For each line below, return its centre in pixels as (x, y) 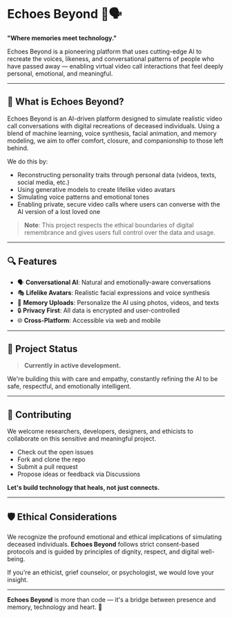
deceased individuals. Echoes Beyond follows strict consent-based (103, 544)
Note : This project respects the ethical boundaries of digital (109, 225)
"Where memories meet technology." (62, 38)
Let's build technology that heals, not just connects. (84, 488)
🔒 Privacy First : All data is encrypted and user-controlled (98, 310)
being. (16, 559)
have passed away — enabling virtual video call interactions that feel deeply (115, 66)
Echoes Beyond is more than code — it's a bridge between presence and (112, 600)
